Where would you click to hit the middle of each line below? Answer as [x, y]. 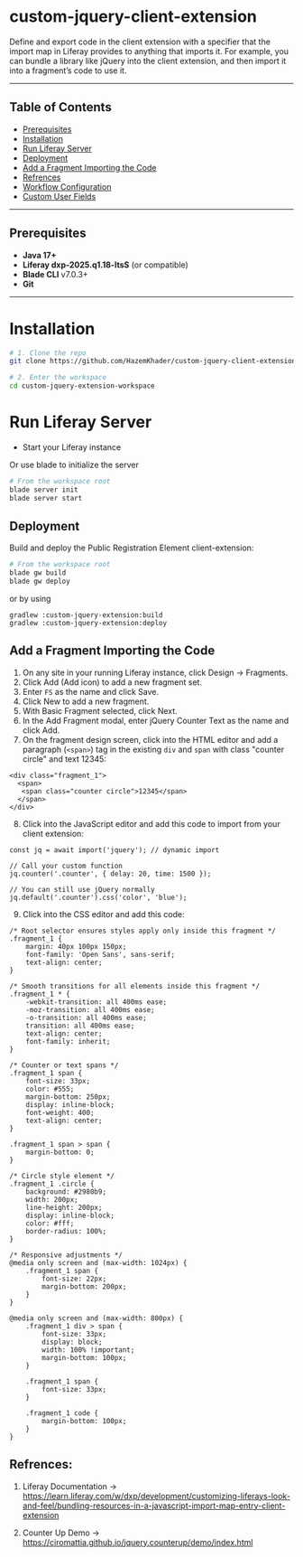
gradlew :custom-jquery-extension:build [87, 615]
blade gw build [38, 573]
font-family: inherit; [68, 1041]
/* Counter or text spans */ [64, 1065]
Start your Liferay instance [72, 447]
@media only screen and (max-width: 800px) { [96, 1318]
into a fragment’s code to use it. [68, 70]
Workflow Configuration [67, 186]
